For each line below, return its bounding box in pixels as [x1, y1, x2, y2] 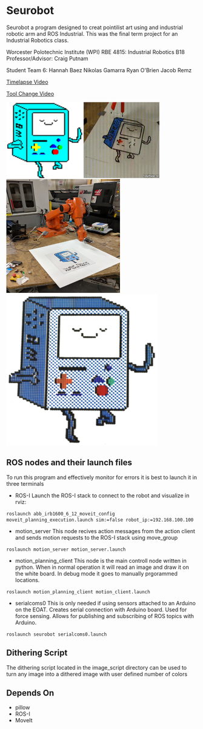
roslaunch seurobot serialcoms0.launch [6, 631, 107, 637]
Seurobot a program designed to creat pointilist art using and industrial [6, 24, 183, 31]
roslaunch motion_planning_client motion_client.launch [6, 589, 150, 595]
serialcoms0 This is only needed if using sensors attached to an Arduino [15, 599, 196, 606]
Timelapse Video [6, 78, 48, 86]
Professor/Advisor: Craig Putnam [6, 55, 89, 62]
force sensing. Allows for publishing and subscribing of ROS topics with [15, 612, 195, 619]
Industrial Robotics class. [6, 36, 69, 44]
